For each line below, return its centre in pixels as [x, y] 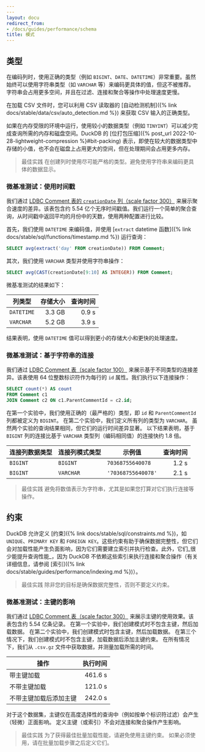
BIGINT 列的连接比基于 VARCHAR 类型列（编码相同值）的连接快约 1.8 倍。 [95, 436]
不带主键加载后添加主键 [43, 698]
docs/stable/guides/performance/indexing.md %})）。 [74, 571]
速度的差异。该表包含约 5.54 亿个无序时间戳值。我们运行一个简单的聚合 [101, 209]
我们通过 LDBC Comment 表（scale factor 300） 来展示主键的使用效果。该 [100, 616]
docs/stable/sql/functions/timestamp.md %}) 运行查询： [77, 237]
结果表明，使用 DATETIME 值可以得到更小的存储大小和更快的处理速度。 [94, 338]
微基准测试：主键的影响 [41, 602]
